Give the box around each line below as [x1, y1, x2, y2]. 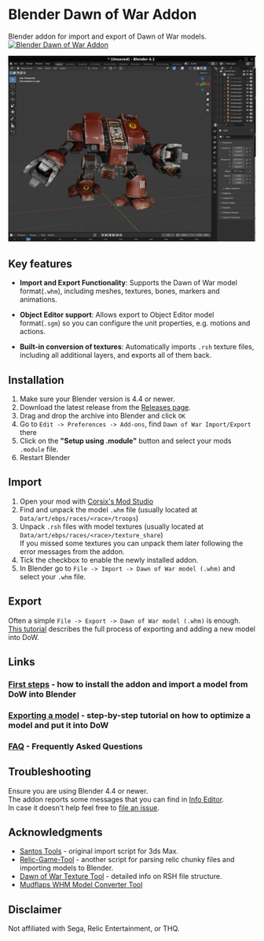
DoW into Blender [8, 689, 77, 699]
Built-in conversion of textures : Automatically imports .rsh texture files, [19, 342, 255, 351]
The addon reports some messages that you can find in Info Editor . [8, 794, 225, 804]
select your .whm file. [19, 571, 86, 581]
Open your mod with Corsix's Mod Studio [19, 497, 154, 506]
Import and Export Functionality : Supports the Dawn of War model [19, 278, 238, 288]
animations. [19, 295, 57, 304]
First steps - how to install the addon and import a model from [8, 679, 248, 690]
